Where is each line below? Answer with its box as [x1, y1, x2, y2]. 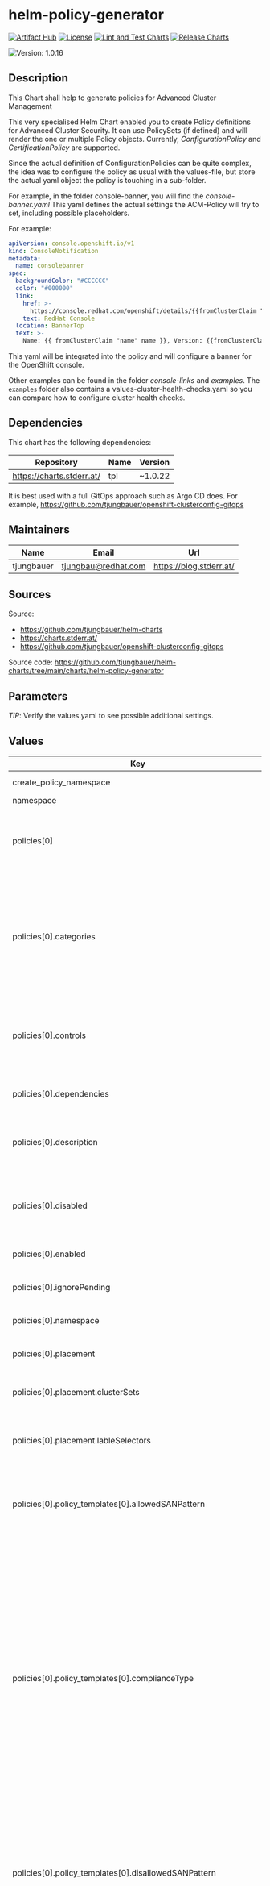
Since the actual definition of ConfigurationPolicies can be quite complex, [8, 158, 252, 168]
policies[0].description [12, 1137, 98, 1148]
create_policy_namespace [12, 776, 111, 788]
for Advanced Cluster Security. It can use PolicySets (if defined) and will [8, 125, 247, 135]
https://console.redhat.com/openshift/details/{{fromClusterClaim [29, 306, 257, 315]
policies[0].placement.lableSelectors [12, 1435, 151, 1447]
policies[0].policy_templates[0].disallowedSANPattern [12, 1867, 217, 1879]
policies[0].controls [12, 1030, 87, 1041]
